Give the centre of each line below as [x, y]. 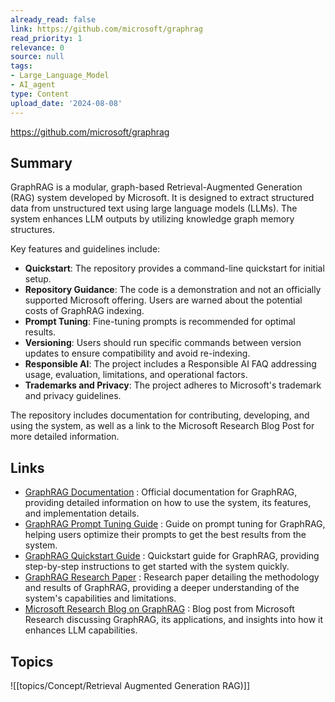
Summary [41, 162]
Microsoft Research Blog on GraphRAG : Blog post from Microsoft [159, 609]
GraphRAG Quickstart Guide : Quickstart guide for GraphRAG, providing [172, 556]
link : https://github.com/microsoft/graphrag [106, 29]
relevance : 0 [37, 47]
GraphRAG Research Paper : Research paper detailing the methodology [172, 577]
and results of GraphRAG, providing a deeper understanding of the [162, 588]
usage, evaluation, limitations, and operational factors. [136, 375]
